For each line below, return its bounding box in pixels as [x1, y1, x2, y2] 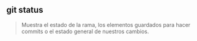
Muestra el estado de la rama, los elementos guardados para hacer [21, 21, 191, 28]
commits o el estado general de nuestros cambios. [21, 28, 149, 35]
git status [6, 5, 43, 15]
